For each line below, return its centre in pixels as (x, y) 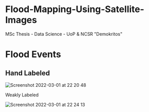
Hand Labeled (28, 73)
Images (21, 20)
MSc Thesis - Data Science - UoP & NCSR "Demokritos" (64, 34)
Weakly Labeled (22, 95)
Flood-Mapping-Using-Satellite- (75, 9)
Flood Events (33, 54)
